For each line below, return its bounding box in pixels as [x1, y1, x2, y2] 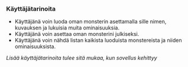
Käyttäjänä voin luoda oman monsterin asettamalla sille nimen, [14, 18, 167, 25]
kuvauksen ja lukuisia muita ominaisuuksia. [14, 24, 120, 31]
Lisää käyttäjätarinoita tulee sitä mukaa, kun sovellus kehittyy [6, 55, 158, 62]
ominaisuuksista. [14, 43, 56, 50]
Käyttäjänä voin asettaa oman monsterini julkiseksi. [14, 31, 140, 38]
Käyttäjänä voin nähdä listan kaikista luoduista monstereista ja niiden [14, 37, 182, 44]
